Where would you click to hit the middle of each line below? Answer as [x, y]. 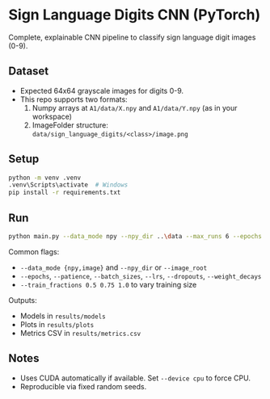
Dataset [29, 71]
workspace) [52, 116]
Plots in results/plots [57, 324]
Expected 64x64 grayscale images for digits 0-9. [102, 90]
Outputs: [23, 300]
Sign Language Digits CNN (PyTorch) [135, 15]
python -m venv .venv [45, 178]
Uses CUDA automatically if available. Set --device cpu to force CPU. [135, 378]
